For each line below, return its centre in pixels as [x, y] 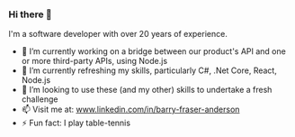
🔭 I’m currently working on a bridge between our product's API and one [154, 51]
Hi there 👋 [31, 14]
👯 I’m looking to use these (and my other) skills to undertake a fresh [147, 90]
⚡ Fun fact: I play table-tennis [76, 123]
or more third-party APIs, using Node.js [94, 61]
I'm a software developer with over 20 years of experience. [118, 34]
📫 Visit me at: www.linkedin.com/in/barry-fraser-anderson [130, 110]
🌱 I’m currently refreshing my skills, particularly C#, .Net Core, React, [149, 70]
